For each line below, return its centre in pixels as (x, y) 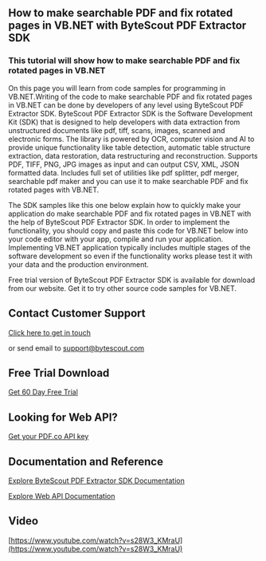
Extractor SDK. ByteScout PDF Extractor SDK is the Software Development (131, 113)
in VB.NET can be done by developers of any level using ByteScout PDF (126, 105)
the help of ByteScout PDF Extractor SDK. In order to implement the (119, 222)
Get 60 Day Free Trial (43, 392)
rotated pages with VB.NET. (54, 190)
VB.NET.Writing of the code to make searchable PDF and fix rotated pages (130, 96)
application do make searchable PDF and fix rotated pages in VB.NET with (130, 214)
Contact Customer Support (77, 314)
